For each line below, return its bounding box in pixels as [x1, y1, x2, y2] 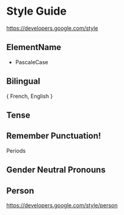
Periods [6, 147, 26, 154]
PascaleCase [15, 58, 49, 65]
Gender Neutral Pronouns [6, 165, 106, 175]
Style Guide [6, 4, 67, 18]
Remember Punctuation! [6, 131, 101, 141]
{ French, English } [6, 92, 53, 100]
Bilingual [6, 76, 41, 87]
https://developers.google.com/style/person [6, 202, 118, 209]
